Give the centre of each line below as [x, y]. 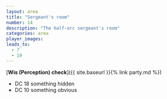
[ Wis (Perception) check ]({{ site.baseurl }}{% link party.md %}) [84, 72]
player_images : [25, 39]
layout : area [22, 11]
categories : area [27, 34]
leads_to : [18, 45]
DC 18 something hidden [45, 84]
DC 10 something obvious [46, 90]
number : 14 [19, 22]
